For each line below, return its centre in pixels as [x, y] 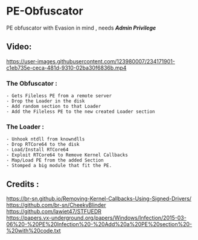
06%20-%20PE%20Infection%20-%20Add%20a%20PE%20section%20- [99, 224]
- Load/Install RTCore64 [37, 150]
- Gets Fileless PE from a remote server [59, 96]
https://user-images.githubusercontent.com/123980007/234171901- [91, 61]
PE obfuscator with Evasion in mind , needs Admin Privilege [81, 28]
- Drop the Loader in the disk [46, 101]
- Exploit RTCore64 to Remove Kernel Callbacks [67, 155]
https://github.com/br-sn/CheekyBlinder [56, 205]
